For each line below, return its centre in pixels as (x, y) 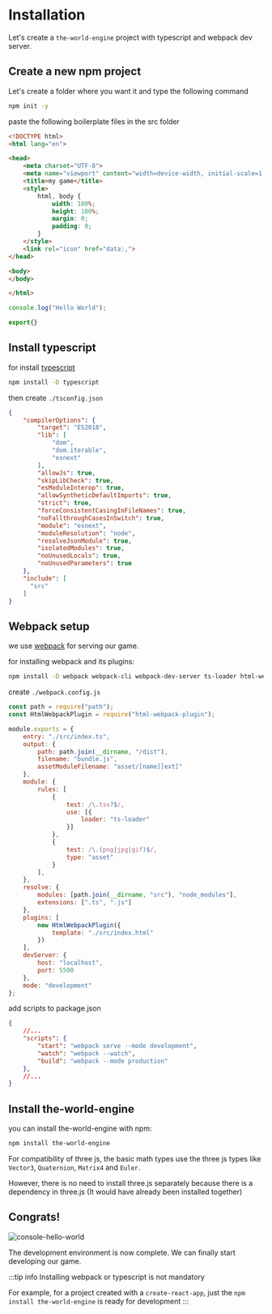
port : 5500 (56, 970)
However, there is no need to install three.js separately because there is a (131, 1183)
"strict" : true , (65, 503)
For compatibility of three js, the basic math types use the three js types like (135, 1158)
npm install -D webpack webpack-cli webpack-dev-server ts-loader (123, 676)
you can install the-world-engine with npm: (80, 1128)
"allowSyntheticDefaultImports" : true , (105, 496)
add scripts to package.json (55, 1008)
